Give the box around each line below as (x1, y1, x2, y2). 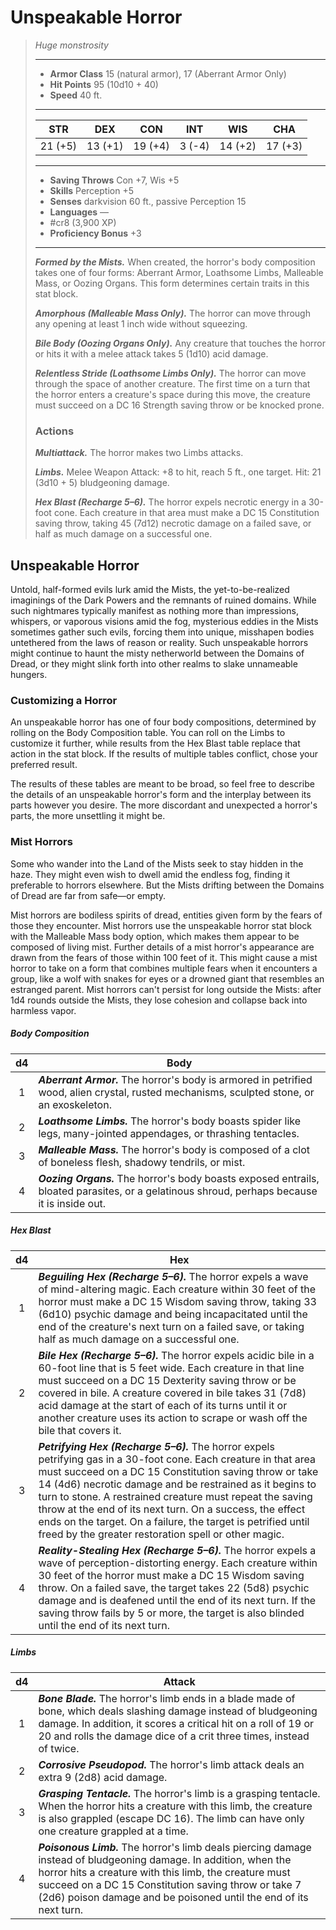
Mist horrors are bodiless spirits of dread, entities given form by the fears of (10, 909, 323, 921)
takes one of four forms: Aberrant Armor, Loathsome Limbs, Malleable (34, 266, 324, 278)
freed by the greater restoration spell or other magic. (38, 1527, 285, 1541)
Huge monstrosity (34, 39, 109, 51)
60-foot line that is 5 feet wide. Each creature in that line (38, 1361, 305, 1375)
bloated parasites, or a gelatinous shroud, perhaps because (38, 1184, 318, 1198)
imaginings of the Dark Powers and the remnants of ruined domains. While (10, 594, 317, 606)
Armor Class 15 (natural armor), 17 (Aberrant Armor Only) (49, 67, 287, 80)
